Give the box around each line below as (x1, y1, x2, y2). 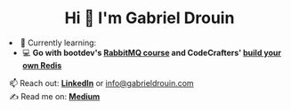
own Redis (21, 59, 62, 70)
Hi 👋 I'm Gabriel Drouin (64, 8, 235, 28)
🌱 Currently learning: (20, 37, 97, 48)
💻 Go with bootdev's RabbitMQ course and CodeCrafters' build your (21, 47, 282, 58)
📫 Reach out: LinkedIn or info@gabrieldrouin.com (9, 77, 194, 88)
